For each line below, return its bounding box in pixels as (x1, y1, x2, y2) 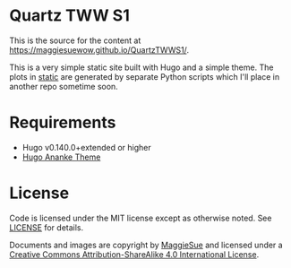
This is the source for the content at (9, 35, 141, 46)
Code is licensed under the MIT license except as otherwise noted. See (9, 212, 272, 223)
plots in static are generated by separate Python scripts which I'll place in (9, 71, 280, 82)
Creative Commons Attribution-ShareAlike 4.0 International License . (9, 248, 260, 260)
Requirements (9, 113, 116, 133)
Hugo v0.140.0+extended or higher (21, 142, 152, 152)
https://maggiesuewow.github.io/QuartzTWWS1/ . (9, 44, 190, 55)
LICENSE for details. (9, 221, 84, 233)
